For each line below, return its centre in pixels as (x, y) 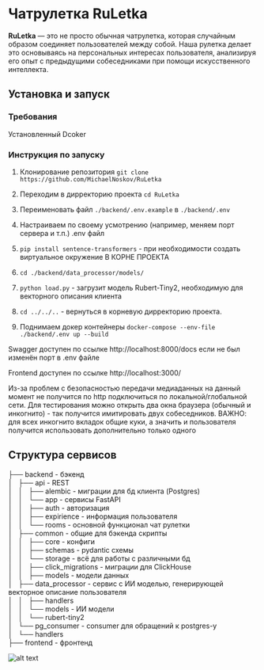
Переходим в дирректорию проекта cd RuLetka (99, 194)
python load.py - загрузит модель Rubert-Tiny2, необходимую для (131, 287)
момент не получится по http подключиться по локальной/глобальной (128, 396)
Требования (33, 117)
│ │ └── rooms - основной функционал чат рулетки (99, 524)
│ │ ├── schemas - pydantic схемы (71, 550)
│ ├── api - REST (39, 482)
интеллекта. (28, 69)
